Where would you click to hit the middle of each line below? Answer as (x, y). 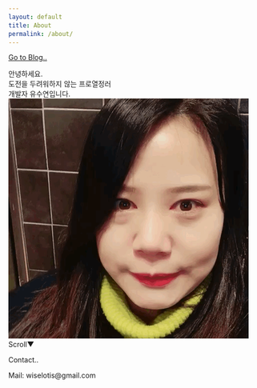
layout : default (35, 17)
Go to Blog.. (28, 58)
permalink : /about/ (41, 34)
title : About (30, 25)
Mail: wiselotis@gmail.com (52, 375)
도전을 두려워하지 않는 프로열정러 (60, 84)
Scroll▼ (21, 345)
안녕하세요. (26, 74)
